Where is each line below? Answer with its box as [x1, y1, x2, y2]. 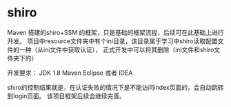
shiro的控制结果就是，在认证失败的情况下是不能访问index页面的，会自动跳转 [7, 83, 224, 91]
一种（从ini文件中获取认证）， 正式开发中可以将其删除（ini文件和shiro [19, 45, 214, 53]
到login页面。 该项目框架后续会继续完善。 [7, 91, 125, 100]
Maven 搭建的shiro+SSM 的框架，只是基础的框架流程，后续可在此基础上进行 [7, 28, 224, 36]
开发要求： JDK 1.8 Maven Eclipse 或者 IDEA [7, 69, 133, 77]
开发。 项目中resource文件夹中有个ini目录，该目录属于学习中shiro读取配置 [7, 36, 218, 45]
